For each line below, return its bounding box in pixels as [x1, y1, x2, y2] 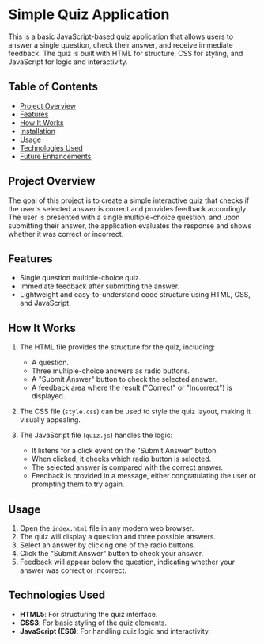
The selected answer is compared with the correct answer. [31, 463, 224, 472]
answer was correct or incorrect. [19, 566, 127, 575]
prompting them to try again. [31, 479, 125, 489]
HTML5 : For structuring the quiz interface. [19, 609, 158, 619]
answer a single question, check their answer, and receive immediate [8, 40, 233, 49]
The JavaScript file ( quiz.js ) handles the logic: [19, 430, 173, 440]
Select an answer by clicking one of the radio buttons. [19, 540, 196, 550]
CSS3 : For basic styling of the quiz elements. [19, 618, 168, 627]
